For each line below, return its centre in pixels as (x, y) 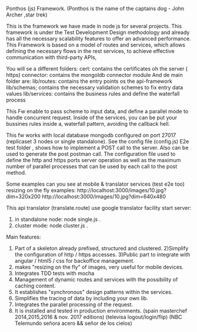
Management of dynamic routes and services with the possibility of (96, 279)
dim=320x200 (24, 197)
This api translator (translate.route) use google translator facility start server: (99, 208)
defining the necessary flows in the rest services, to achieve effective (90, 51)
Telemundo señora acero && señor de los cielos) (73, 323)
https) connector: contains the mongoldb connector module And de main (95, 75)
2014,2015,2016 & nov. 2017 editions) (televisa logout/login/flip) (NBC (98, 317)
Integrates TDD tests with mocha (54, 273)
